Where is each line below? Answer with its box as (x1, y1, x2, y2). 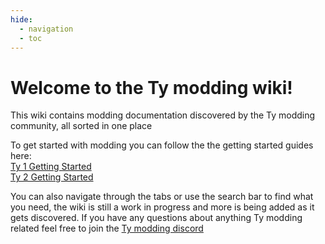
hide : (10, 14, 33, 25)
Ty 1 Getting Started (10, 161, 92, 173)
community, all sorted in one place (10, 120, 153, 132)
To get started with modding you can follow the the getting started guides (10, 139, 314, 151)
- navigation (19, 24, 74, 34)
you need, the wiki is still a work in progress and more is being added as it (10, 201, 315, 213)
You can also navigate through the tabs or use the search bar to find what (10, 191, 314, 203)
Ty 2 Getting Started (10, 171, 94, 183)
